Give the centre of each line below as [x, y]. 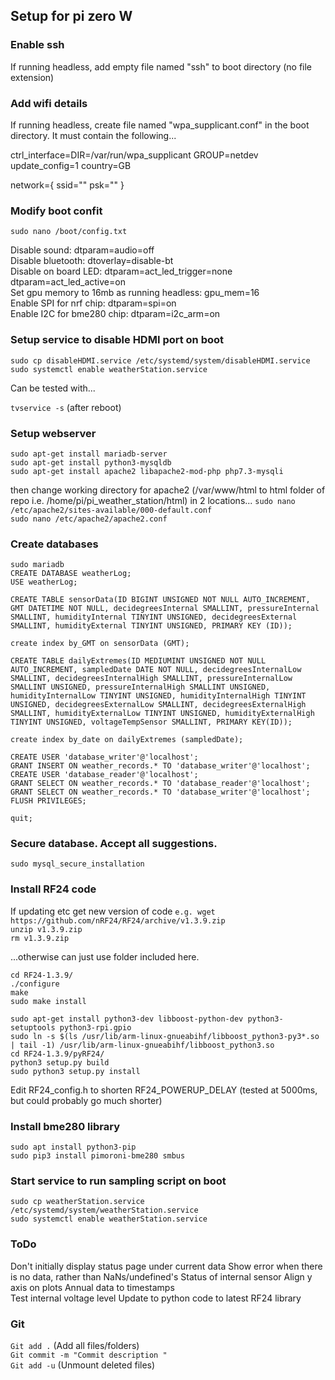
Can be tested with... [53, 388]
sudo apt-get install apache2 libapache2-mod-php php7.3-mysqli [147, 471]
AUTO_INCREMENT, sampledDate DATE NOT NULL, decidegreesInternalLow [156, 670]
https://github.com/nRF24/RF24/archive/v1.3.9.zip [118, 920]
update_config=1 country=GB [71, 165]
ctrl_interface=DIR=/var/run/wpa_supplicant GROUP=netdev [134, 155]
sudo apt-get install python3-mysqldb [91, 462]
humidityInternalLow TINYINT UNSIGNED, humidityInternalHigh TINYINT [158, 696]
